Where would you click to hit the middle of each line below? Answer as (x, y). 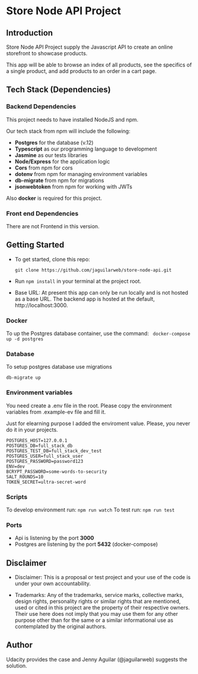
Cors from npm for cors (44, 168)
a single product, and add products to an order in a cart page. (82, 71)
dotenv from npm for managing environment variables (81, 174)
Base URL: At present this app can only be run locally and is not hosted (101, 292)
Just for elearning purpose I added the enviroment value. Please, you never (98, 423)
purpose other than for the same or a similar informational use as (94, 620)
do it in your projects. (32, 429)
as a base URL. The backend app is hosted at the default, (85, 299)
